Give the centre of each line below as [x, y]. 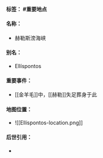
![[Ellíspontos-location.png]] [49, 123]
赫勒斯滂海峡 [30, 38]
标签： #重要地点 [26, 9]
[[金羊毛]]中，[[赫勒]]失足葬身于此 [56, 95]
